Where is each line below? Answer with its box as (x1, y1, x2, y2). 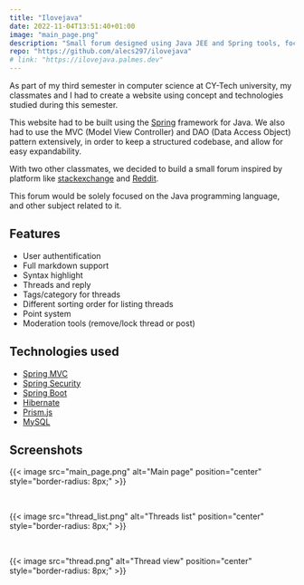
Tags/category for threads (22, 289, 120, 300)
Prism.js (22, 407, 53, 417)
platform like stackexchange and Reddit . (9, 173, 159, 184)
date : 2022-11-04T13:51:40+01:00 (9, 22, 136, 31)
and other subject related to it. (9, 200, 122, 211)
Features (9, 226, 61, 242)
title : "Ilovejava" (9, 13, 83, 23)
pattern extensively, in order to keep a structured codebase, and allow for (9, 137, 283, 147)
